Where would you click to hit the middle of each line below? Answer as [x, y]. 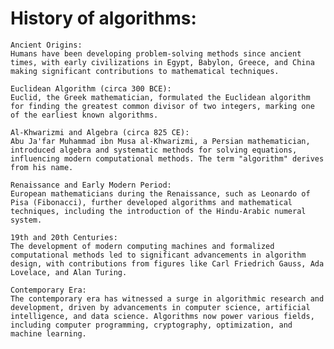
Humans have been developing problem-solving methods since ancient [156, 53]
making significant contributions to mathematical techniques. [145, 71]
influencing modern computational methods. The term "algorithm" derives [167, 158]
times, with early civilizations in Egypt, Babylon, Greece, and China [162, 62]
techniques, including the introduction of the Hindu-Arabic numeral [158, 211]
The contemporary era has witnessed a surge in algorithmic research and [167, 298]
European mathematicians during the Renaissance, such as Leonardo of [160, 193]
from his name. [42, 167]
